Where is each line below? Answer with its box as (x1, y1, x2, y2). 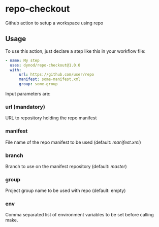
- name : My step (5, 58, 40, 63)
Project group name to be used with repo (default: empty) (5, 187, 126, 193)
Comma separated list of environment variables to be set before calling (5, 212, 154, 218)
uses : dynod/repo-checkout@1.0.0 (10, 62, 81, 68)
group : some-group (18, 82, 58, 87)
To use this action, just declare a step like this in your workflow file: (5, 48, 146, 54)
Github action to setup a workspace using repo (5, 20, 104, 26)
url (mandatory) (5, 103, 46, 110)
